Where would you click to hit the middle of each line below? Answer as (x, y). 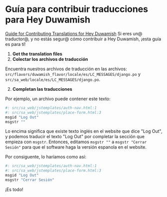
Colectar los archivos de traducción (50, 59)
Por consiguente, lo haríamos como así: (46, 157)
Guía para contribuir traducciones (77, 9)
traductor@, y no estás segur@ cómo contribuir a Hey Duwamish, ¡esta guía (83, 39)
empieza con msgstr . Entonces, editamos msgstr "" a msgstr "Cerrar (76, 142)
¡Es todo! (14, 189)
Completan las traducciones (42, 89)
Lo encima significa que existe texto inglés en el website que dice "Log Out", (84, 131)
